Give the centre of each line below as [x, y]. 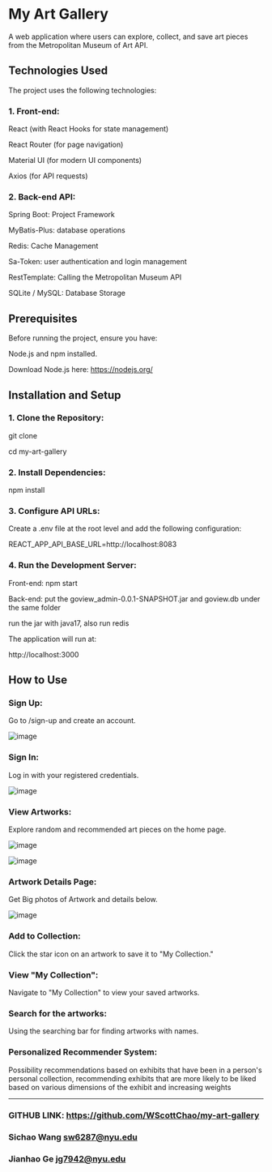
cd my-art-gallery [38, 451]
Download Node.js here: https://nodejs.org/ [81, 370]
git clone [23, 435]
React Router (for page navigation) [66, 145]
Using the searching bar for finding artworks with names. [104, 1031]
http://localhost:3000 [44, 654]
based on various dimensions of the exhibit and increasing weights [120, 1087]
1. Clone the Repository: [56, 418]
